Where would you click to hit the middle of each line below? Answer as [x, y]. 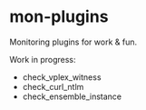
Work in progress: [43, 59]
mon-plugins [59, 17]
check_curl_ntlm [53, 86]
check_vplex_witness [62, 77]
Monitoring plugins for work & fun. [73, 42]
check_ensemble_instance [72, 96]
